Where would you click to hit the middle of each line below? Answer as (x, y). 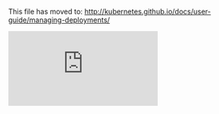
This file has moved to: (46, 12)
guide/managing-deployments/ (59, 20)
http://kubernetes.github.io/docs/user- (148, 12)
